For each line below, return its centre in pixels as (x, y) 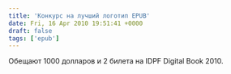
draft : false (30, 31)
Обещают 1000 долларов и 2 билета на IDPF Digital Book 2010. (116, 61)
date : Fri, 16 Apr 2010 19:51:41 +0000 (76, 23)
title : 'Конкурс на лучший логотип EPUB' (79, 16)
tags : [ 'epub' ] (34, 38)
